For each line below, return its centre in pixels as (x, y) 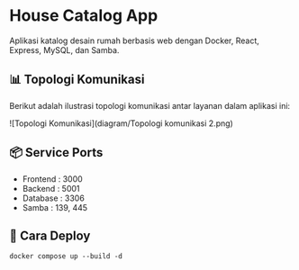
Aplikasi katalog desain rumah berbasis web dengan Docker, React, (134, 40)
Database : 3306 (54, 198)
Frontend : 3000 (52, 179)
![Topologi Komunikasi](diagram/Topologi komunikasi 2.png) (122, 123)
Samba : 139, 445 (55, 207)
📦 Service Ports (56, 153)
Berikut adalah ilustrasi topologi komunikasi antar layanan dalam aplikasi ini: (150, 105)
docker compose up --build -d (66, 256)
